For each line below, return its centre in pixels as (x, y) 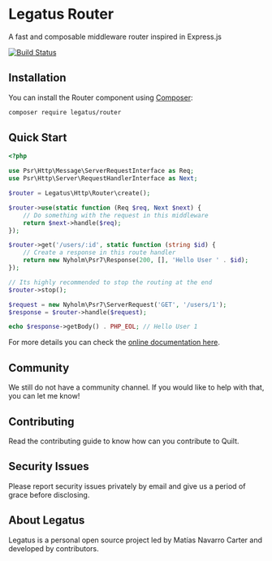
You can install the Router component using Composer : (101, 97)
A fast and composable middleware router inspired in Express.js (115, 37)
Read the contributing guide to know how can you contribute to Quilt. (124, 441)
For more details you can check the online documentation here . (114, 343)
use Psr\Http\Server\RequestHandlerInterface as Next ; (103, 179)
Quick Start (38, 138)
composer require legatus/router (65, 112)
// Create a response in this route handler (99, 252)
